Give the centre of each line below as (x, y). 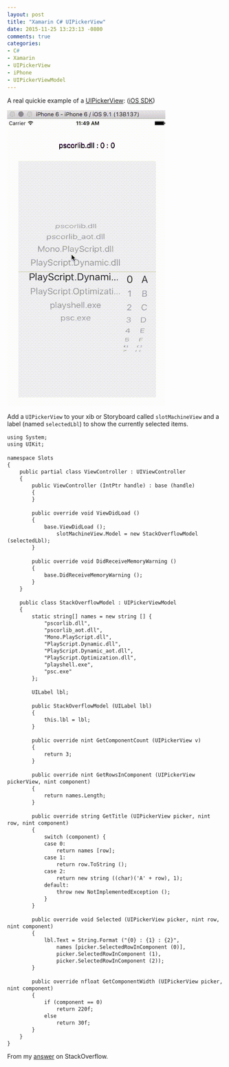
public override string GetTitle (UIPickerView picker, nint (121, 816)
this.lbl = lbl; (67, 720)
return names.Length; (75, 796)
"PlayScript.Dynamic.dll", (83, 644)
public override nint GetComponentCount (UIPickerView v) (117, 740)
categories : (24, 44)
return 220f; (75, 1009)
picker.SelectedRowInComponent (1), (109, 954)
